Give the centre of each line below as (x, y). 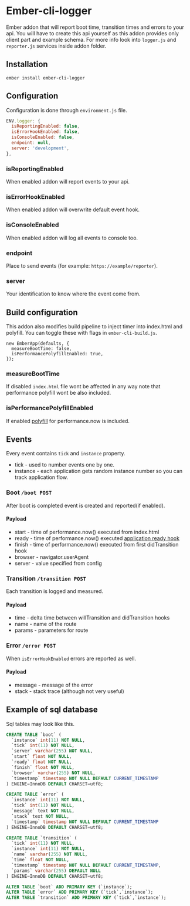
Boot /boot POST (29, 492)
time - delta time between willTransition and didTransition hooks (92, 618)
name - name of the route (45, 624)
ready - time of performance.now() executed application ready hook (97, 538)
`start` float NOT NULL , (42, 757)
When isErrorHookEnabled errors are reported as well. (71, 658)
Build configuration (42, 312)
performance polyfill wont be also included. (59, 393)
